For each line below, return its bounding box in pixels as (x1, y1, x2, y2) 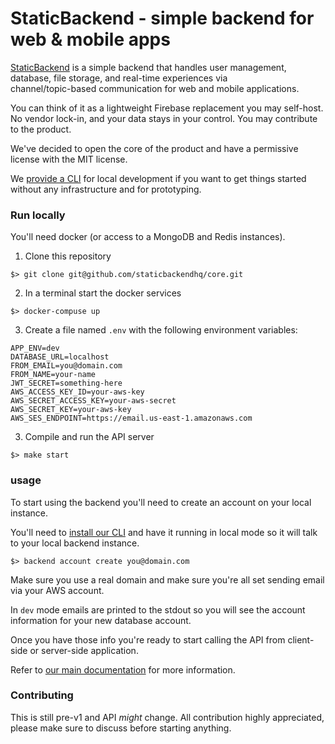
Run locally (10, 208, 66, 222)
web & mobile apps (10, 28, 171, 51)
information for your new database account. (10, 614, 192, 626)
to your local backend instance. (10, 537, 140, 549)
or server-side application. (29, 644, 139, 656)
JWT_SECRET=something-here (10, 378, 123, 389)
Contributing (10, 688, 74, 702)
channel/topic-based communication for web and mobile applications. (10, 82, 300, 94)
